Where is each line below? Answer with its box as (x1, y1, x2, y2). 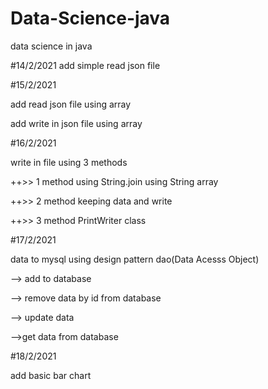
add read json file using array (10, 98, 132, 110)
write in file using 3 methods (10, 156, 128, 168)
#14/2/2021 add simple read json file (10, 59, 161, 71)
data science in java (10, 40, 93, 52)
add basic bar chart (10, 369, 92, 381)
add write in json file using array (10, 117, 143, 129)
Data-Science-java (10, 7, 171, 30)
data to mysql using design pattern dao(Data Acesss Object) (10, 253, 260, 265)
